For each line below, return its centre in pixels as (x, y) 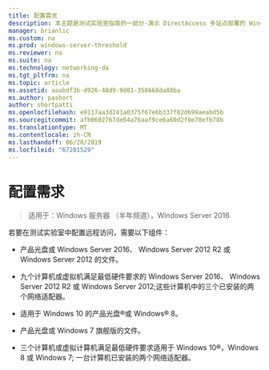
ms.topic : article (39, 82)
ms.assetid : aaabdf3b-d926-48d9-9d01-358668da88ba (94, 90)
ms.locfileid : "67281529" (51, 150)
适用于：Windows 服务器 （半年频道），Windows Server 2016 (128, 215)
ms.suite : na (30, 61)
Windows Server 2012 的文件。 (71, 259)
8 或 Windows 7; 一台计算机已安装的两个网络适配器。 (107, 358)
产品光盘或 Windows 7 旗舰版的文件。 (82, 331)
